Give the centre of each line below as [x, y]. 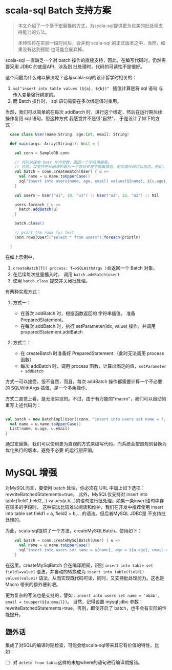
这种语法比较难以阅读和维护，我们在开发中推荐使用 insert [103, 507]
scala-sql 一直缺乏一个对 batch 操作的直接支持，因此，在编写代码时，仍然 [83, 60]
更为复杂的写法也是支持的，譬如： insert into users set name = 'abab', [82, 595]
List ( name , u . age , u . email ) [40, 429]
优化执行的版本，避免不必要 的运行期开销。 [51, 450]
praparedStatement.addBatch [51, 332]
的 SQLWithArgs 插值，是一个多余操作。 [48, 388]
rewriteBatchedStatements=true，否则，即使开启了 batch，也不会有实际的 [84, 608]
